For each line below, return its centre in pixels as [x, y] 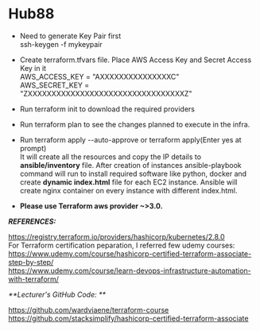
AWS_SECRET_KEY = [54, 85]
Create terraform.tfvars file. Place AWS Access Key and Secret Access [136, 60]
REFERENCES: [32, 221]
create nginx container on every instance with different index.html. [128, 190]
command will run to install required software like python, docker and [133, 173]
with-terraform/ [34, 278]
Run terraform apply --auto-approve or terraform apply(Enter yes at [130, 139]
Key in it [33, 68]
